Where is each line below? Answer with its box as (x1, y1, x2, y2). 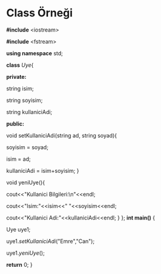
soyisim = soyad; (6, 143, 48, 151)
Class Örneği (6, 6, 73, 20)
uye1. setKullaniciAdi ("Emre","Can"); (6, 237, 95, 245)
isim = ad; (6, 155, 31, 162)
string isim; (6, 85, 34, 92)
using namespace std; (6, 49, 64, 57)
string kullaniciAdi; (6, 108, 53, 115)
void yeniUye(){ (6, 179, 45, 186)
